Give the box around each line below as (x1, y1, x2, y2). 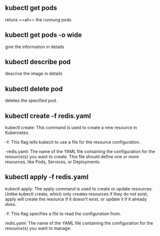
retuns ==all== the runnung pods (5, 17, 72, 22)
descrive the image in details (5, 70, 63, 77)
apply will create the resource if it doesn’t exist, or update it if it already (5, 196, 147, 202)
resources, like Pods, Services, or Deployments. (5, 159, 101, 165)
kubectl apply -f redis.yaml (5, 173, 89, 181)
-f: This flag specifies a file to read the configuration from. (5, 211, 121, 217)
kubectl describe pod (5, 58, 71, 66)
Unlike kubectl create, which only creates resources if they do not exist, (5, 191, 148, 197)
